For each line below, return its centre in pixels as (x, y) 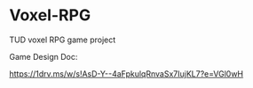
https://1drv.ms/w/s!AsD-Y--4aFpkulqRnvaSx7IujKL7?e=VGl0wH (126, 73)
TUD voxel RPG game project (63, 40)
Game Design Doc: (43, 56)
